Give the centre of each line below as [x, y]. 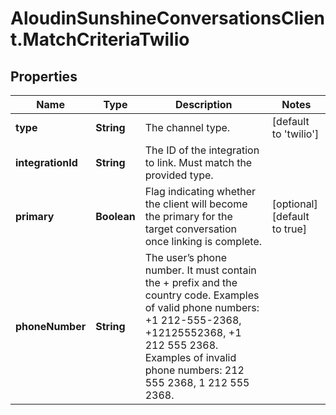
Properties [44, 76]
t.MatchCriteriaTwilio [100, 39]
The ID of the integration [202, 150]
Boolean [115, 216]
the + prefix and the [191, 282]
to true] [289, 229]
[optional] [294, 204]
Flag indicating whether [200, 191]
